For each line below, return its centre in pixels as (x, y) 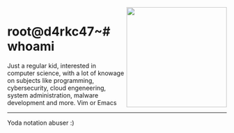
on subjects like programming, (50, 80)
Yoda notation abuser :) (41, 123)
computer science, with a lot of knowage (66, 73)
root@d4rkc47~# (59, 32)
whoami (31, 46)
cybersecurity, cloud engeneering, (57, 88)
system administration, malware (53, 95)
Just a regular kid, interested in (52, 65)
